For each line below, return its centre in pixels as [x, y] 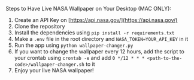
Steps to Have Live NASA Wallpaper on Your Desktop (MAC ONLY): [89, 9]
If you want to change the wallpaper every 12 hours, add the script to [99, 52]
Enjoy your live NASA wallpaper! [54, 70]
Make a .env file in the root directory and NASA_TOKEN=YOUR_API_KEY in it [101, 39]
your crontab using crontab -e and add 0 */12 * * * [79, 58]
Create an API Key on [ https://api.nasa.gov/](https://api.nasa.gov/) [96, 20]
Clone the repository [40, 26]
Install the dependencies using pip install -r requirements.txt [94, 33]
